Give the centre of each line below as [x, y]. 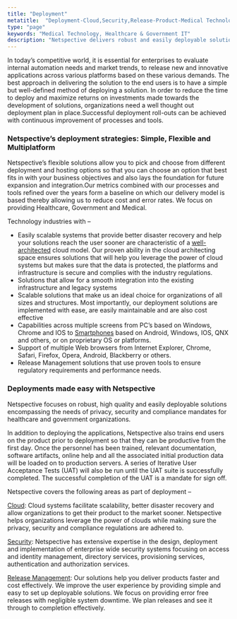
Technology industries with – [49, 222]
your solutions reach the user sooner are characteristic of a [104, 243]
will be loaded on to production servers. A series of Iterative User [102, 463]
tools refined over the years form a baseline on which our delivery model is [116, 193]
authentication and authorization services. [68, 564]
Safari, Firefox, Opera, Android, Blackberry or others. [94, 355]
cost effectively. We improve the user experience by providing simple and [114, 585]
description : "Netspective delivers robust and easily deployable [107, 40]
